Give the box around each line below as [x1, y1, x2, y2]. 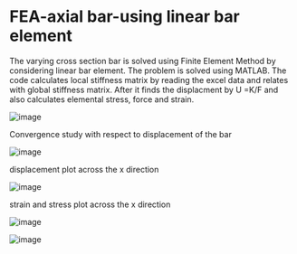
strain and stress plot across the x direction [9, 199, 171, 210]
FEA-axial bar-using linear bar [9, 6, 240, 27]
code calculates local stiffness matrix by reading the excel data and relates [9, 74, 289, 85]
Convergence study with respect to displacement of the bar [9, 128, 233, 139]
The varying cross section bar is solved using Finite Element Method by [9, 55, 276, 66]
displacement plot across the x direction [9, 164, 159, 174]
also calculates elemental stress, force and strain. [9, 93, 195, 105]
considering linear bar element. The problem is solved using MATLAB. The [9, 65, 287, 76]
